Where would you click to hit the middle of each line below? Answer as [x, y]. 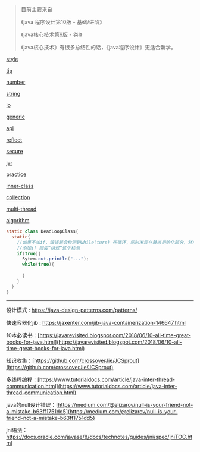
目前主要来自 [36, 9]
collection [18, 197]
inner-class [20, 186]
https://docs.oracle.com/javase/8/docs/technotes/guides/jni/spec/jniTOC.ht [99, 437]
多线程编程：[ [23, 379]
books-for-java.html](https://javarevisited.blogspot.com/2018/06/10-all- [94, 342]
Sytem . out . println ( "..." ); [55, 259]
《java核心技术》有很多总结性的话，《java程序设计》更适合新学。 [99, 47]
